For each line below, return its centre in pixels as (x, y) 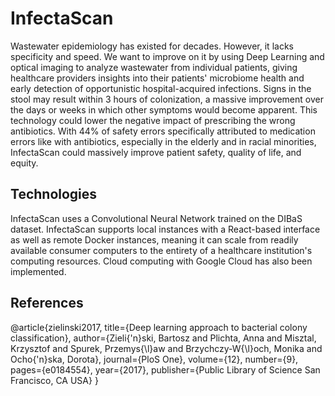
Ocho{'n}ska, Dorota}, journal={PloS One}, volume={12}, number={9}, (154, 359)
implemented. (38, 271)
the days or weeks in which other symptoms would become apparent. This (164, 109)
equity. (24, 163)
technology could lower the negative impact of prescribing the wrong (153, 120)
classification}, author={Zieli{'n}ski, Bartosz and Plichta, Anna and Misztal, (163, 338)
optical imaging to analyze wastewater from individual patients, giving (154, 67)
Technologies (54, 194)
